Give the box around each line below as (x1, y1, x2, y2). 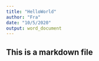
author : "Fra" (6, 14, 41, 20)
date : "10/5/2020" (6, 20, 51, 25)
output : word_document (6, 25, 62, 31)
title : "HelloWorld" (6, 8, 57, 15)
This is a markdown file (6, 47, 93, 57)
